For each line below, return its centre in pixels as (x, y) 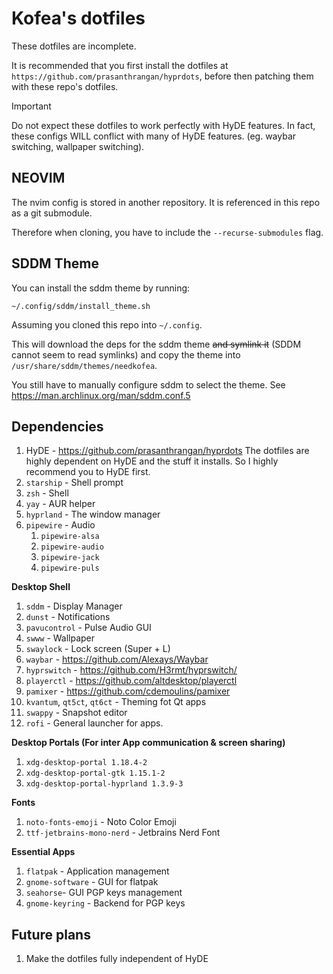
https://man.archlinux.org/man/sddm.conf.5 (101, 395)
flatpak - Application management (97, 871)
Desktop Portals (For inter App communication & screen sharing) (148, 743)
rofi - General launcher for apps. (94, 723)
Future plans (51, 934)
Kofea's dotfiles (78, 18)
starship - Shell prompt (74, 483)
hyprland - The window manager (93, 514)
